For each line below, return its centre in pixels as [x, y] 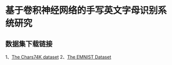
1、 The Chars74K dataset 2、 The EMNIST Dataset [58, 57]
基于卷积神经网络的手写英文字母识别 [82, 10]
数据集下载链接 [29, 44]
